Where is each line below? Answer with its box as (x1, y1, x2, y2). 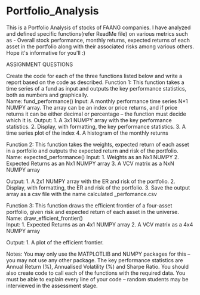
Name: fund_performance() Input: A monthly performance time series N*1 (6, 97, 188, 105)
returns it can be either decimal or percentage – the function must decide (6, 110, 186, 117)
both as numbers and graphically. (6, 91, 88, 98)
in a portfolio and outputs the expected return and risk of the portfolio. (6, 147, 179, 154)
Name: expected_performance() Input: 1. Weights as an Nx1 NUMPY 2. (6, 153, 179, 160)
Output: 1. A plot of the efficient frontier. (6, 238, 104, 246)
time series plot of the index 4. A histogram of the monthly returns (6, 129, 168, 136)
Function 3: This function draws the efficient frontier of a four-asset (6, 201, 173, 209)
